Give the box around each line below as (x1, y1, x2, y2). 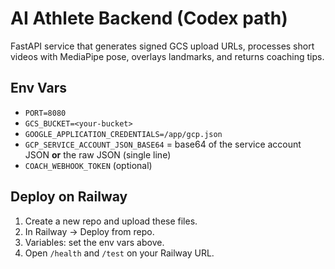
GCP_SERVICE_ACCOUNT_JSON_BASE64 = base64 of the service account (24, 138, 302, 150)
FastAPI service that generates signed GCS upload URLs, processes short (10, 40, 315, 52)
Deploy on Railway (10, 188, 128, 206)
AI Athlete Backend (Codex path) (10, 7, 288, 30)
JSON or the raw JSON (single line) (24, 148, 172, 161)
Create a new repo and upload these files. (24, 215, 198, 227)
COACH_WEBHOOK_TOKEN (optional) (24, 159, 153, 171)
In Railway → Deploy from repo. (24, 225, 155, 237)
